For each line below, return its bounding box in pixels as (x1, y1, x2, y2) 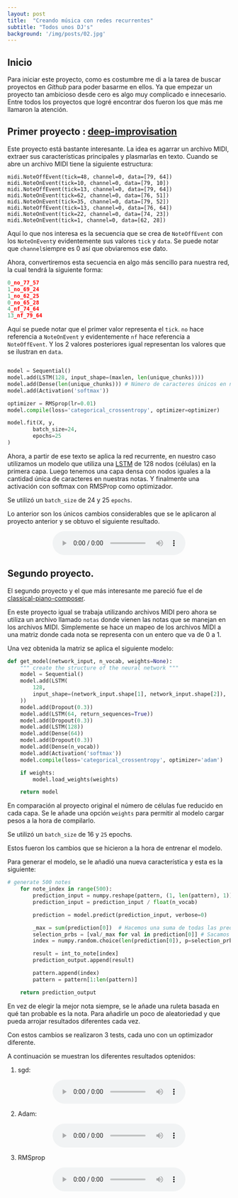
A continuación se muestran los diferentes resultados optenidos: (7, 1051, 196, 1060)
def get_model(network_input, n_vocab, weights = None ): (7, 657, 173, 665)
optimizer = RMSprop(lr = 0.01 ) (7, 400, 97, 407)
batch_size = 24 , (33, 426, 78, 433)
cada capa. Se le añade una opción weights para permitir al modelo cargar (7, 809, 225, 818)
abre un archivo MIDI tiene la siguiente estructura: (7, 159, 154, 168)
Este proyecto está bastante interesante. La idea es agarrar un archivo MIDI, (7, 145, 229, 153)
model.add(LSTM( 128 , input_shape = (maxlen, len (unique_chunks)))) (7, 374, 204, 381)
